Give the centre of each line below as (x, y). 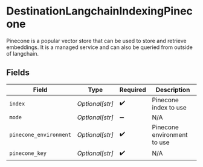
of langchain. (23, 53)
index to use (169, 107)
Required (133, 90)
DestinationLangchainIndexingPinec (100, 11)
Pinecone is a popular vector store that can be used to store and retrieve (96, 41)
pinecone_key (28, 153)
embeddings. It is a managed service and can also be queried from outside (100, 47)
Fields (18, 73)
